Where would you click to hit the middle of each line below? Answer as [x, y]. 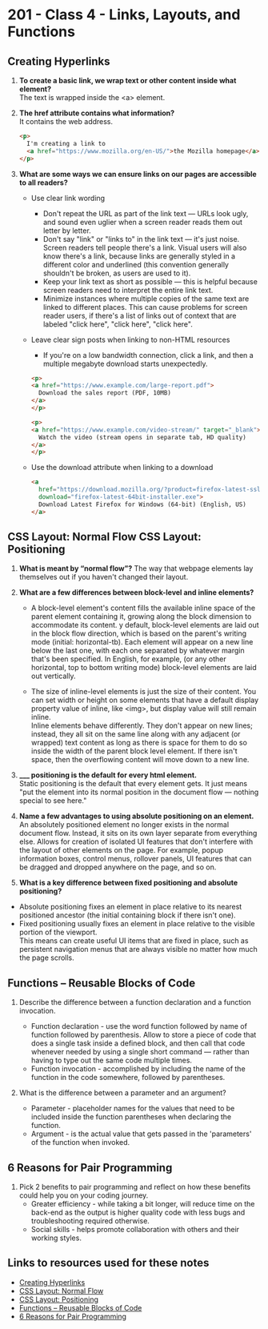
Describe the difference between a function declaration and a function [135, 1002]
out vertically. [54, 676]
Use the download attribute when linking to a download [122, 468]
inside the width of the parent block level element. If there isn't [134, 751]
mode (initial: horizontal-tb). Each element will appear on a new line [142, 642]
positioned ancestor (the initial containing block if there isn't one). [128, 915]
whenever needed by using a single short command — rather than [140, 1052]
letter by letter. [67, 231]
